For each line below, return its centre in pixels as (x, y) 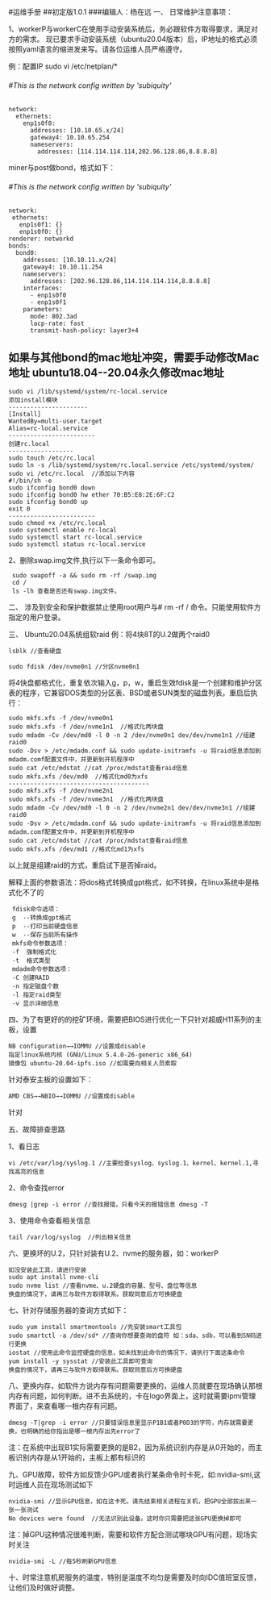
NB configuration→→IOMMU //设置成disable (77, 1047)
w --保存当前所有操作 (45, 935)
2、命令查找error (36, 1188)
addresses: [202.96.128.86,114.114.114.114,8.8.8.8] (120, 281)
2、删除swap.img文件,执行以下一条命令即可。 (84, 560)
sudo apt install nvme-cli (54, 1277)
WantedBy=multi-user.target (56, 422)
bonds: (19, 246)
